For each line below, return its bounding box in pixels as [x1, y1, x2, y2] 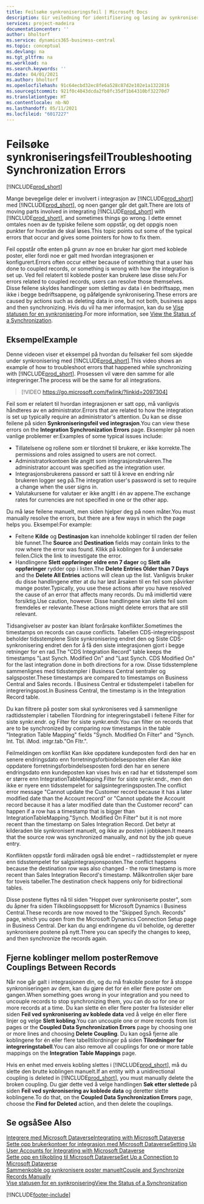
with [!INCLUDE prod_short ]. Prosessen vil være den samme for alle [6, 370, 174, 378]
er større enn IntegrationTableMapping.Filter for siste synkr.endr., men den [6, 775, 192, 783]
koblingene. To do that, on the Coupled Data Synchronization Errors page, [6, 1093, 193, 1100]
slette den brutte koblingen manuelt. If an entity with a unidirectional [6, 1068, 175, 1075]
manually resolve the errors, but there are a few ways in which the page [6, 514, 186, 522]
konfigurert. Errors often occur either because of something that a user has [6, 258, 193, 266]
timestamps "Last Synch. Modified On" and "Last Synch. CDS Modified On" [6, 654, 195, 662]
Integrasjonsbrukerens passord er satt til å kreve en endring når [15, 470, 175, 478]
